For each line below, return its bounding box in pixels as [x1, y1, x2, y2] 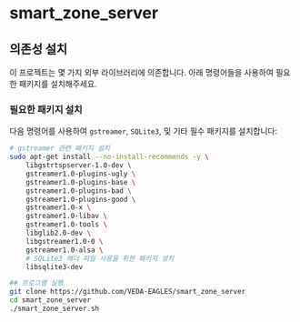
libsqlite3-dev [25, 262, 84, 271]
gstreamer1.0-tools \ [25, 220, 107, 229]
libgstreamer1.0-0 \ [25, 236, 104, 246]
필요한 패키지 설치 [9, 103, 84, 116]
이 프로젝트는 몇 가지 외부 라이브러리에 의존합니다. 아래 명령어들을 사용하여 [9, 67, 275, 77]
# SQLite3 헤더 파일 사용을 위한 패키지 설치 [25, 254, 175, 263]
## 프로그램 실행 [9, 278, 64, 288]
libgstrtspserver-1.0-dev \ [25, 161, 132, 170]
